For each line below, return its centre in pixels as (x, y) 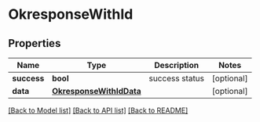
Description (176, 65)
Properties (35, 43)
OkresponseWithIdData (97, 91)
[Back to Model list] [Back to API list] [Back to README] (98, 110)
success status (177, 78)
